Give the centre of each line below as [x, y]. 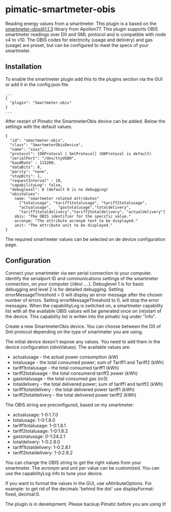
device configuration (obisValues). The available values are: [68, 347]
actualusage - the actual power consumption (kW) [65, 357]
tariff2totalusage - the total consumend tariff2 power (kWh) [75, 373]
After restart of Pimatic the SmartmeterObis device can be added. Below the [86, 121]
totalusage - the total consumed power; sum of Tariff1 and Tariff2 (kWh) [88, 362]
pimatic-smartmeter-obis [60, 9]
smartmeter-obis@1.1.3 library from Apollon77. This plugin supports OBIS [82, 29]
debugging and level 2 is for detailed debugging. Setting [64, 289]
